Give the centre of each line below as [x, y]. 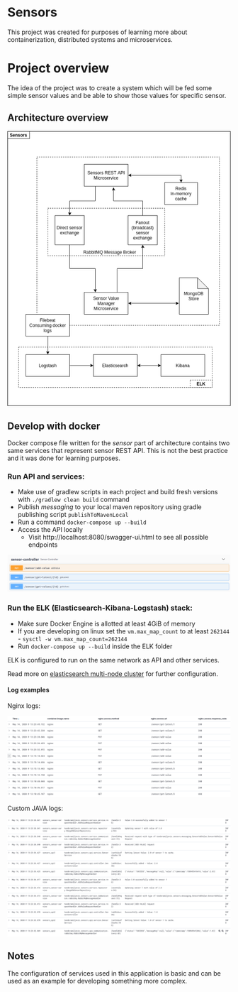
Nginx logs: [24, 705]
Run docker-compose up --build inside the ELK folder [95, 646]
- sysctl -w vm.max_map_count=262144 [72, 638]
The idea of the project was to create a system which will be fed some [110, 88]
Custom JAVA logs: [35, 808]
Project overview [58, 69]
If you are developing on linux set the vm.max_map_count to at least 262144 [124, 631]
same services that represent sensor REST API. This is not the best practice [118, 450]
